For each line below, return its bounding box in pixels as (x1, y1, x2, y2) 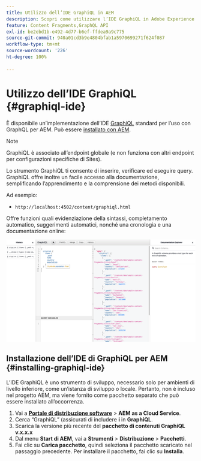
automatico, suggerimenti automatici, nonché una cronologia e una (6, 221, 172, 228)
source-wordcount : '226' (6, 48, 68, 54)
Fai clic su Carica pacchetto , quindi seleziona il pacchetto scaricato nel (14, 441, 192, 448)
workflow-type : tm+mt (6, 41, 61, 47)
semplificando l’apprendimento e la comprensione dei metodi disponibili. (6, 180, 185, 187)
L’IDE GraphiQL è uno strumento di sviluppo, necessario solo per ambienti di (6, 378, 195, 386)
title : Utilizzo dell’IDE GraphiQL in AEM (6, 10, 114, 16)
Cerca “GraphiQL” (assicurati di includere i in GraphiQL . (14, 415, 153, 423)
